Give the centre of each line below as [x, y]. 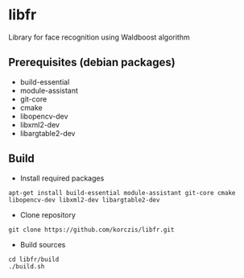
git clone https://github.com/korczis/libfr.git [91, 230]
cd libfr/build [34, 259]
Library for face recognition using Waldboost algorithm [99, 37]
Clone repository [48, 214]
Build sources [43, 244]
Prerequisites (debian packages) [92, 62]
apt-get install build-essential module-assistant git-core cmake [122, 193]
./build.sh [27, 266]
